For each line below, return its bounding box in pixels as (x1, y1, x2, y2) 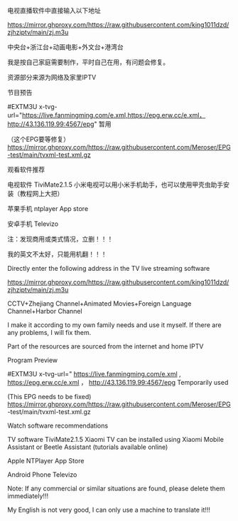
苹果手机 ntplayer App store (7, 205, 89, 212)
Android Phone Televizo (7, 470, 77, 479)
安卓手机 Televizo (7, 220, 59, 228)
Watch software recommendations (7, 421, 109, 430)
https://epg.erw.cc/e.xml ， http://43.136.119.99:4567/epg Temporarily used (7, 378, 229, 386)
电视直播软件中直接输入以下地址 (7, 6, 101, 14)
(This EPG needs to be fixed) (7, 393, 92, 401)
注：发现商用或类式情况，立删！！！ (7, 234, 114, 243)
